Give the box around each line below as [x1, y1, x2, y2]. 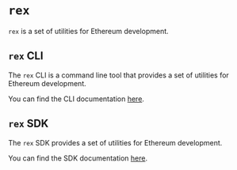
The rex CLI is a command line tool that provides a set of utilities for [8, 70, 230, 80]
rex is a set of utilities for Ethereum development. [8, 26, 169, 36]
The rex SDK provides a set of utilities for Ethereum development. [8, 138, 223, 147]
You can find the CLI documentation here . [8, 94, 145, 104]
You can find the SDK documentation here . [8, 153, 148, 163]
